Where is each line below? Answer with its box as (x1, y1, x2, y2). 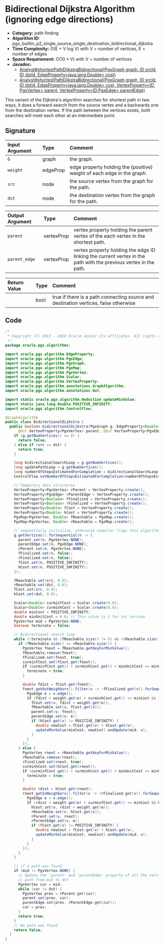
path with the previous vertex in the (73, 259, 155, 266)
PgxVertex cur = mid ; (18, 882, 62, 887)
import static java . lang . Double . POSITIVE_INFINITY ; (5, 401, 112, 406)
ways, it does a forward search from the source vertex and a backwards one (5, 102, 159, 108)
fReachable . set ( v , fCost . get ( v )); (31, 705, 102, 710)
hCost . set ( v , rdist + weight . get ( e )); (31, 805, 110, 810)
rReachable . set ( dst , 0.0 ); (14, 582, 69, 588)
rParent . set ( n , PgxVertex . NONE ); (18, 547, 86, 551)
